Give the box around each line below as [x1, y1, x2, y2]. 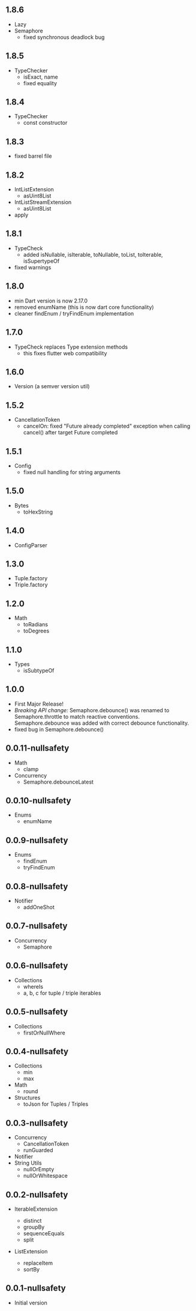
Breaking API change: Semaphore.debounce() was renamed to [14, 706, 170, 713]
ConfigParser [14, 541, 47, 548]
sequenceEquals [23, 1229, 65, 1237]
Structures [14, 1094, 41, 1102]
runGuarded [23, 1147, 53, 1154]
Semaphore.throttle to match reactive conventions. [14, 713, 140, 720]
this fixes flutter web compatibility [23, 349, 107, 356]
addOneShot [23, 904, 55, 911]
